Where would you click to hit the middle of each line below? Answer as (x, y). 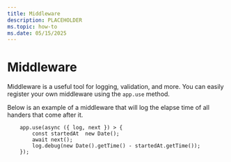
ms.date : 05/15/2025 (37, 33)
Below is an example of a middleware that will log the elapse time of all (109, 108)
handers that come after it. (45, 115)
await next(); (53, 140)
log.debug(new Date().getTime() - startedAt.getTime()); (116, 146)
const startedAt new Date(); (76, 134)
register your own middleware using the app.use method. (89, 94)
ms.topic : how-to (32, 26)
